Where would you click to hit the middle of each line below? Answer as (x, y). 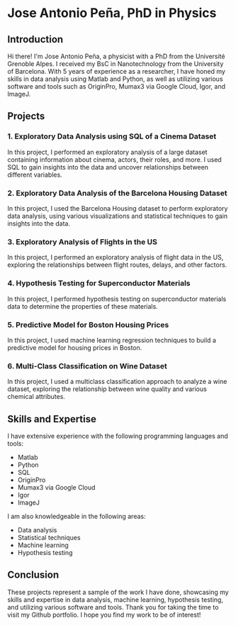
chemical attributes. (36, 397)
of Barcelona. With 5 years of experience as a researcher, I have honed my (116, 71)
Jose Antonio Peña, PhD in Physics (112, 13)
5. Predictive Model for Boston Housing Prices (88, 324)
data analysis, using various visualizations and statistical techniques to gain (118, 216)
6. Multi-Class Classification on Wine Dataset (88, 366)
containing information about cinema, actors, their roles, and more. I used (114, 159)
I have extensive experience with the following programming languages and (118, 436)
